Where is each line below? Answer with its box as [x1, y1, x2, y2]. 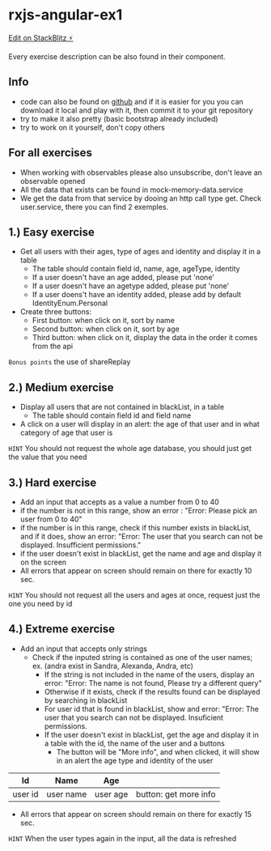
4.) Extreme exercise [8, 622, 116, 636]
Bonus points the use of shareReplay [8, 357, 131, 367]
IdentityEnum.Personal [32, 298, 108, 308]
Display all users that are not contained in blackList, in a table [19, 402, 225, 412]
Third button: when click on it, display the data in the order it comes [32, 333, 258, 343]
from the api [32, 342, 74, 351]
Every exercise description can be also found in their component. [8, 51, 227, 62]
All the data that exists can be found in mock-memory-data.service [19, 185, 243, 194]
